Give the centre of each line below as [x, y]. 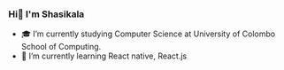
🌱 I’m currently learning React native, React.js [104, 56]
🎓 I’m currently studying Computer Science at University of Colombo [148, 34]
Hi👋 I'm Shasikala [46, 14]
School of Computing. [61, 47]
